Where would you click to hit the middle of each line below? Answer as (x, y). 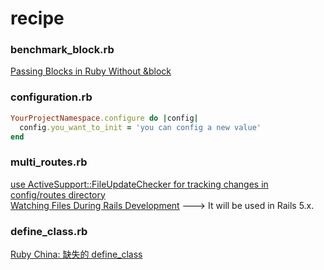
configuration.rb (51, 97)
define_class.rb (49, 231)
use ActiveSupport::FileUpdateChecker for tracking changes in (139, 184)
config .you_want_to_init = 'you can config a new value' (140, 127)
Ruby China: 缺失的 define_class (76, 254)
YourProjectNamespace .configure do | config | (104, 118)
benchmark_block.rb (62, 50)
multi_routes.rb (49, 162)
